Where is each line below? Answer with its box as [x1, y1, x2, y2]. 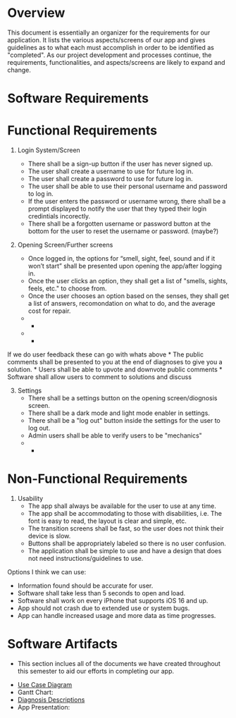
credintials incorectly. [27, 212, 91, 221]
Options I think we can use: [7, 568, 87, 576]
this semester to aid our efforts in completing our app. [17, 667, 175, 675]
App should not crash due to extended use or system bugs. [17, 604, 190, 612]
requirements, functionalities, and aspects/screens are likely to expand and [7, 58, 225, 66]
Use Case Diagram [17, 680, 73, 688]
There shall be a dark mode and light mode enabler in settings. [27, 409, 210, 417]
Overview [7, 5, 66, 21]
